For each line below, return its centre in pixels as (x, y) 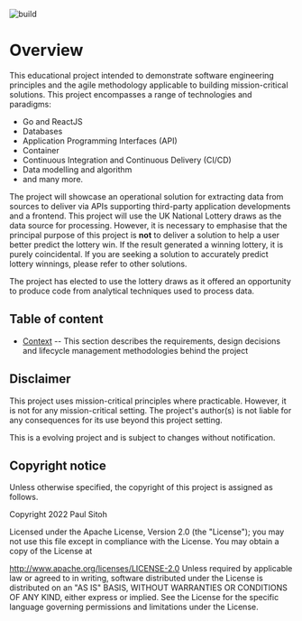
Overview (46, 51)
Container (41, 150)
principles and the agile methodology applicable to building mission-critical (149, 85)
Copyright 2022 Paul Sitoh (59, 514)
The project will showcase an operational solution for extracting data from (146, 196)
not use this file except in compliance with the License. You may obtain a (144, 542)
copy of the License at (51, 551)
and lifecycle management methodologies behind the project (135, 350)
